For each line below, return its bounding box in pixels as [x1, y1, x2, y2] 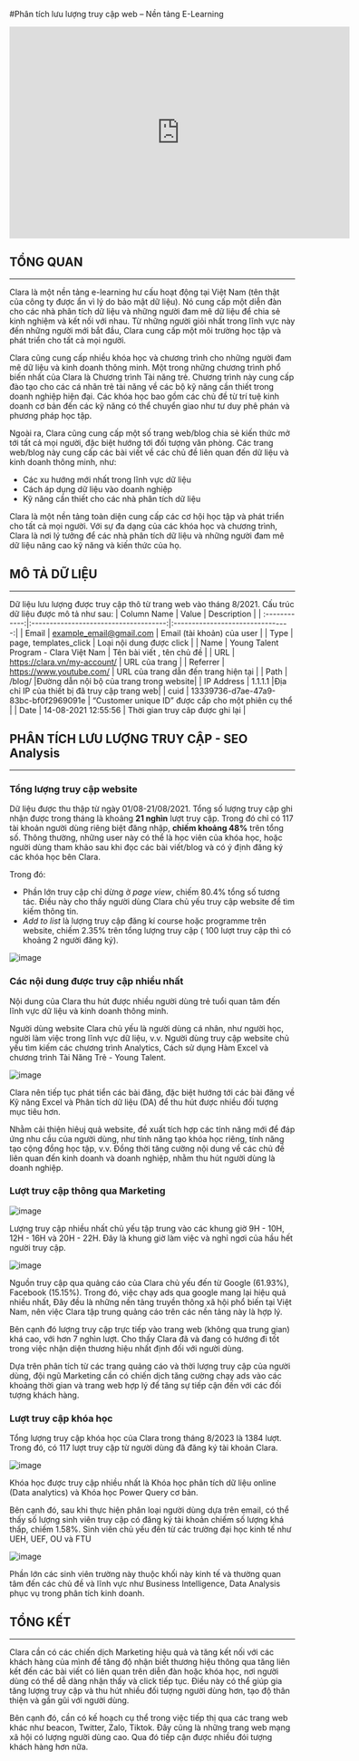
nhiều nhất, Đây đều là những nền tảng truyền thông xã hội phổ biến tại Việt [9, 1296, 292, 1307]
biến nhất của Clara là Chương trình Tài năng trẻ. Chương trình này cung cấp [9, 372, 295, 382]
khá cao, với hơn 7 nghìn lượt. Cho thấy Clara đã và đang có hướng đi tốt [9, 1333, 279, 1344]
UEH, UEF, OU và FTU [9, 1534, 92, 1544]
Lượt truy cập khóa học [9, 1412, 113, 1425]
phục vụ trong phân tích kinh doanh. [9, 1588, 145, 1599]
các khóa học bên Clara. [9, 852, 102, 863]
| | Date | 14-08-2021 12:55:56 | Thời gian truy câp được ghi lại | [9, 705, 247, 716]
